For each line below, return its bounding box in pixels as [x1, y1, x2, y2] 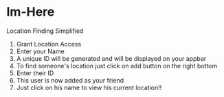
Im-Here [6, 4, 55, 20]
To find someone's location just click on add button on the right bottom [16, 61, 218, 70]
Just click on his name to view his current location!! [16, 83, 162, 92]
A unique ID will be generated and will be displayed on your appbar [16, 54, 207, 62]
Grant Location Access [16, 40, 82, 48]
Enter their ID [16, 69, 54, 77]
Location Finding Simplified [6, 27, 84, 35]
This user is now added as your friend [16, 76, 124, 84]
